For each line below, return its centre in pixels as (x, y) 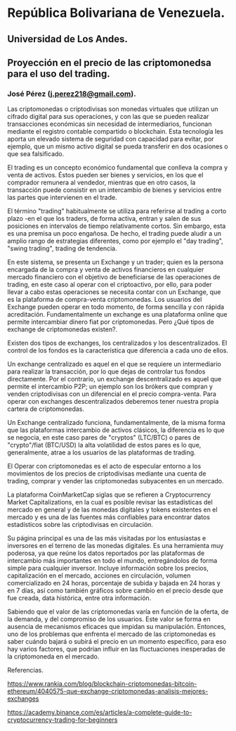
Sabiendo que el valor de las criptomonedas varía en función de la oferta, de (118, 612)
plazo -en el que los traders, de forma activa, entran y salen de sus (104, 219)
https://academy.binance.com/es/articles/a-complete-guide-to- (100, 713)
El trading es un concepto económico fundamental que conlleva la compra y (118, 167)
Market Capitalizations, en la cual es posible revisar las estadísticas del (110, 502)
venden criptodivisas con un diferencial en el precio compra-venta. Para (112, 394)
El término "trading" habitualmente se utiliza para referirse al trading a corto (117, 211)
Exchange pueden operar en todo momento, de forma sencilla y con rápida (116, 307)
